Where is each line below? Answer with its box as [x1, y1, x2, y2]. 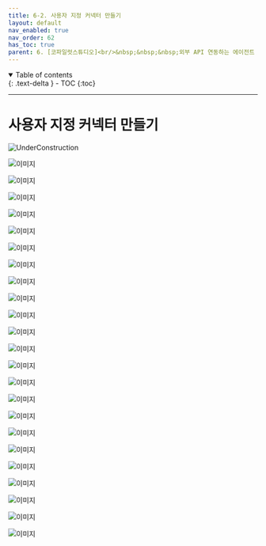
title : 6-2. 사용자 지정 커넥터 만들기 [8, 11, 121, 20]
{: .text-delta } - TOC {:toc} [8, 78, 97, 88]
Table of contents [15, 70, 73, 79]
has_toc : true [8, 41, 55, 49]
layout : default [8, 19, 62, 27]
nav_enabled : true [8, 26, 69, 34]
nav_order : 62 [8, 33, 55, 42]
